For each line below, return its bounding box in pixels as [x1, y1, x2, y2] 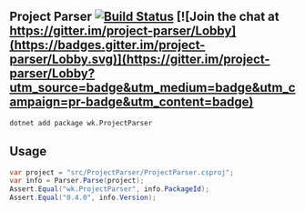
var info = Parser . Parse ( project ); [9, 176, 145, 186]
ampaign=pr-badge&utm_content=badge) [9, 95, 254, 110]
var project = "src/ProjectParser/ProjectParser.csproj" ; [9, 167, 234, 177]
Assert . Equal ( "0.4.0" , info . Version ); [9, 193, 157, 203]
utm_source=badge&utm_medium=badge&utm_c [9, 80, 296, 95]
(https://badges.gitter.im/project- [9, 37, 206, 53]
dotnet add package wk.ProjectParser [9, 118, 153, 127]
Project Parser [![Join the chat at [9, 9, 280, 25]
